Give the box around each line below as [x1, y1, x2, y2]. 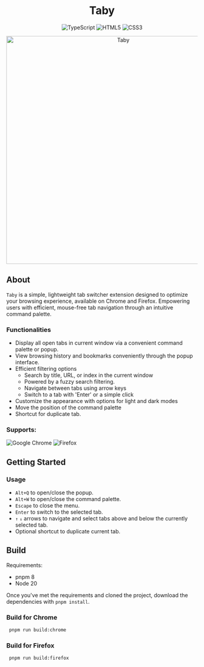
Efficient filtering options [15, 365, 77, 373]
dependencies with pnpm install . [6, 598, 90, 605]
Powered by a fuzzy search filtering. [24, 378, 115, 385]
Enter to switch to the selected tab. [15, 508, 103, 516]
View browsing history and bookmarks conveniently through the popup [15, 352, 193, 359]
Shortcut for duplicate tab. [15, 410, 81, 418]
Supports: [6, 425, 37, 434]
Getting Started [6, 457, 66, 467]
